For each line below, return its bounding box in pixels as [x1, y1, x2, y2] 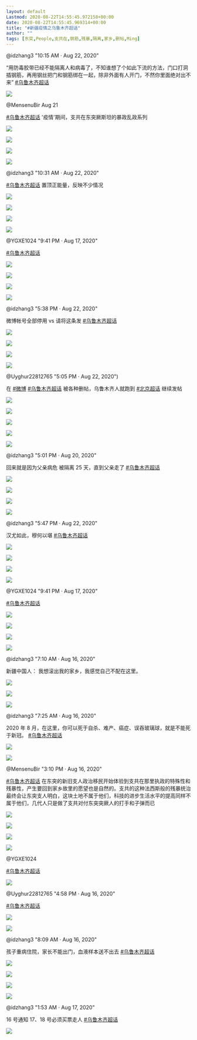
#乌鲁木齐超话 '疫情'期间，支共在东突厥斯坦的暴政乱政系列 [6, 114, 148, 120]
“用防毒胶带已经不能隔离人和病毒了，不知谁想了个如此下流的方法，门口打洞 [6, 64, 189, 71]
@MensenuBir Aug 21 [6, 102, 59, 109]
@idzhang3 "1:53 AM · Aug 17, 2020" [6, 1004, 95, 1011]
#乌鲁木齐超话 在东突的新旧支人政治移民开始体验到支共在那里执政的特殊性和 [6, 778, 191, 784]
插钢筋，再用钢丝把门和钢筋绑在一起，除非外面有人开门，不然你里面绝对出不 [6, 72, 191, 78]
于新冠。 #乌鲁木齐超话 [6, 732, 63, 738]
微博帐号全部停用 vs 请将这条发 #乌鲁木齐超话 [6, 318, 117, 324]
